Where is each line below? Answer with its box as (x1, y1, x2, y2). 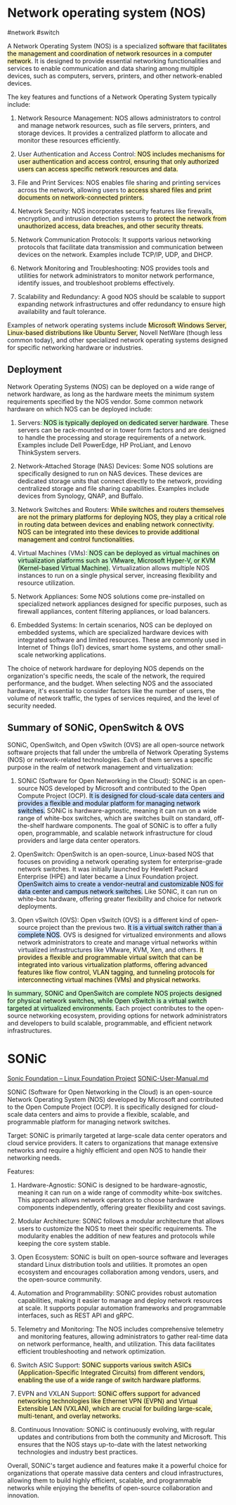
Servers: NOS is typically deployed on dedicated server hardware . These (17, 418, 229, 426)
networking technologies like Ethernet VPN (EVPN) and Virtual (17, 1396, 198, 1405)
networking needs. (7, 1153, 62, 1162)
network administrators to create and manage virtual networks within (17, 938, 218, 946)
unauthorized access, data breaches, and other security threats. (17, 221, 204, 230)
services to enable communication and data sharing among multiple (7, 64, 204, 72)
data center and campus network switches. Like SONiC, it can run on (17, 887, 218, 895)
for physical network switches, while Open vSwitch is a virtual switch (7, 996, 207, 1005)
